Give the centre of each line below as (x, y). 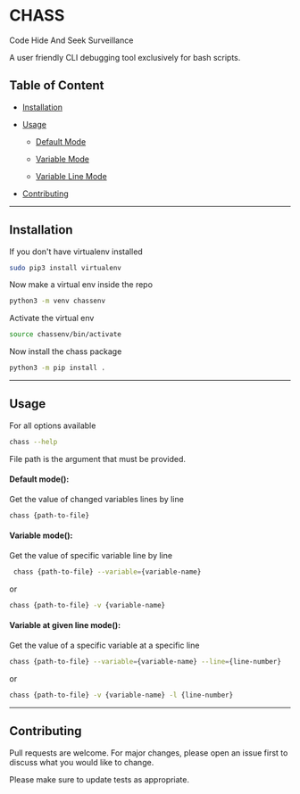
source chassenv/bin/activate (66, 335)
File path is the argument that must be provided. (97, 459)
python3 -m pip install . (57, 368)
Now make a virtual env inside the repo (81, 285)
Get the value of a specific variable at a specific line (104, 645)
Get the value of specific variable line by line (91, 556)
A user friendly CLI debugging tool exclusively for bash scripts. (125, 57)
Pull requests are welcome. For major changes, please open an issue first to (149, 753)
